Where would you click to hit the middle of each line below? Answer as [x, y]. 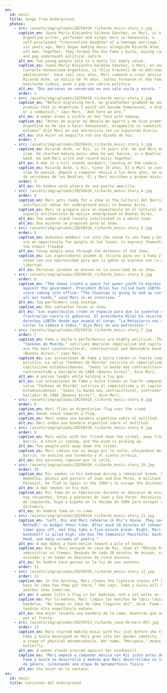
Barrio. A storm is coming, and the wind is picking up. [83, 442]
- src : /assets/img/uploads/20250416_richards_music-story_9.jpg [83, 427]
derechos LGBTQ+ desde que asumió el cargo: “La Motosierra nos [91, 321]
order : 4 [27, 195]
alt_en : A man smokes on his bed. [54, 488]
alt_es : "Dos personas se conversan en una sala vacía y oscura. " [90, 89]
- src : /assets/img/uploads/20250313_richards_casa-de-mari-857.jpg [86, 623]
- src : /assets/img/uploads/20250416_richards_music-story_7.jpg [83, 330]
